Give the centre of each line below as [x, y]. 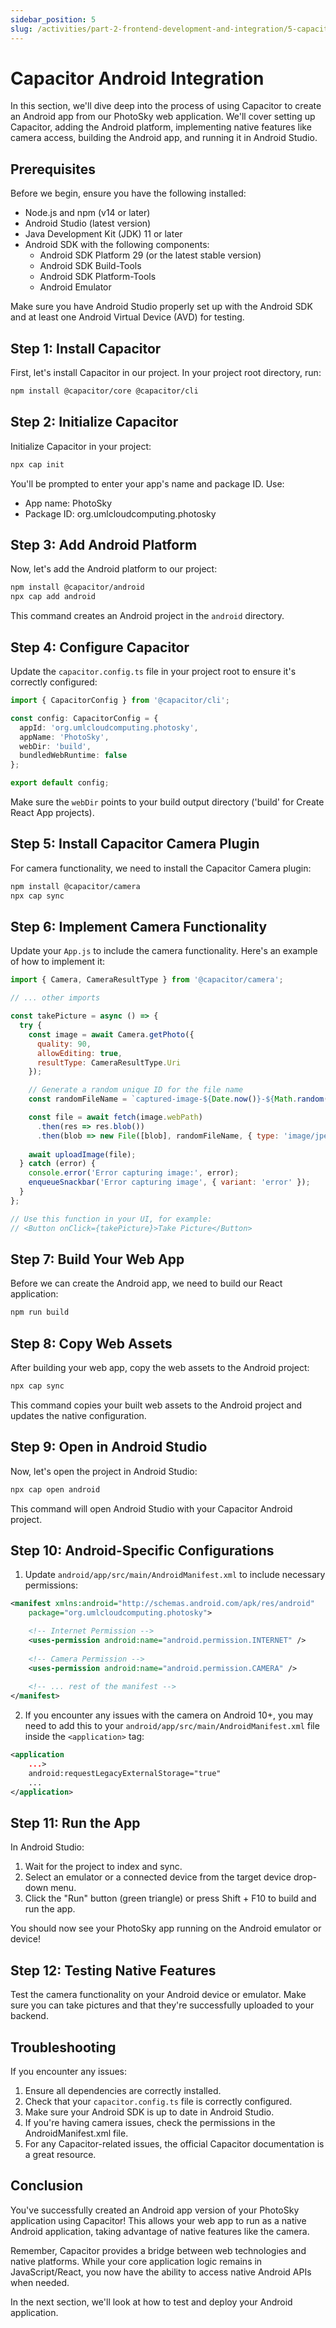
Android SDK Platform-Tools [98, 277]
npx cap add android [53, 597]
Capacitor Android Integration [137, 78]
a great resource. [60, 2154]
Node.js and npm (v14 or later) [87, 213]
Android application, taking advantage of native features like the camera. [160, 2231]
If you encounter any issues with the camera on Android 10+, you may [169, 1715]
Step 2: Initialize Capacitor [94, 422]
